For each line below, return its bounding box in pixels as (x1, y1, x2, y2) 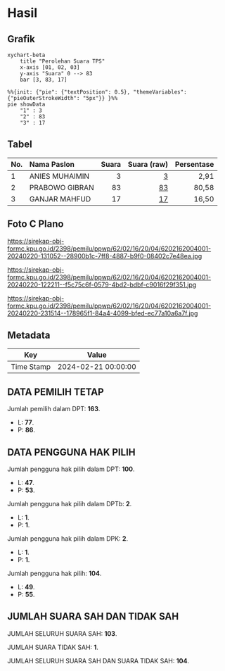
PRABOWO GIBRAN (29, 182, 94, 192)
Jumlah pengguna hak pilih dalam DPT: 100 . (7, 465, 135, 473)
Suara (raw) (127, 159, 169, 169)
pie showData (7, 101, 46, 108)
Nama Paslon (29, 159, 75, 169)
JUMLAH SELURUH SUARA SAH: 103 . (7, 629, 117, 638)
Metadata (7, 330, 51, 341)
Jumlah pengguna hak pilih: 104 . (7, 569, 102, 578)
